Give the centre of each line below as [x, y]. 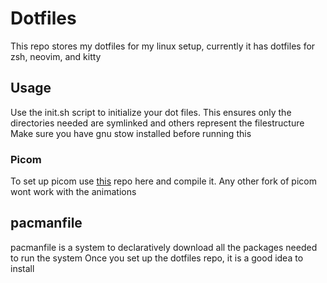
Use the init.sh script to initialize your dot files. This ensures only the [151, 112]
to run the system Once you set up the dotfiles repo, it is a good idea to [157, 258]
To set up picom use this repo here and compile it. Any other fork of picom [163, 181]
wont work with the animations [73, 192]
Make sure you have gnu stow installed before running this [131, 133]
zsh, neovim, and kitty [56, 56]
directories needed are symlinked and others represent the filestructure [157, 123]
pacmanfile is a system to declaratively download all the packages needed [164, 247]
